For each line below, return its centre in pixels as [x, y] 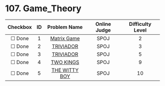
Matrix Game [65, 38]
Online [103, 24]
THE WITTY [65, 70]
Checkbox [20, 27]
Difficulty [140, 24]
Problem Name [65, 27]
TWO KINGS [65, 62]
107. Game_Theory [43, 9]
